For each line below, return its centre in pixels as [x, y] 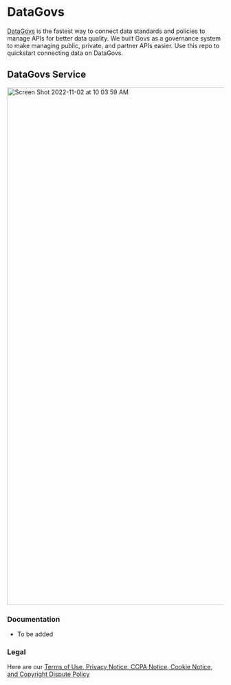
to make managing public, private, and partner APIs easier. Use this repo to [113, 45]
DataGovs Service [47, 75]
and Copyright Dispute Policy [48, 674]
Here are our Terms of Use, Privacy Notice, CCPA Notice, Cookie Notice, [110, 667]
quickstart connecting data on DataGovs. [65, 53]
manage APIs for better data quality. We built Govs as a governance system [114, 38]
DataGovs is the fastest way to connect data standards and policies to [106, 31]
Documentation [34, 619]
